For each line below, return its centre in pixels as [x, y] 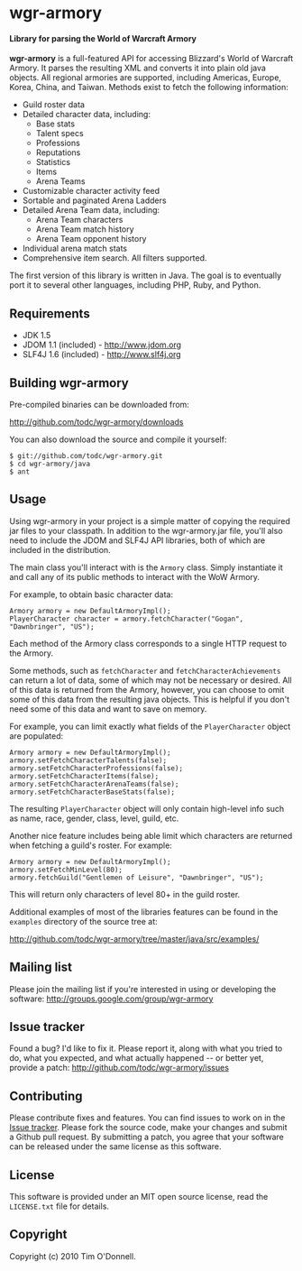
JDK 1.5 [37, 336]
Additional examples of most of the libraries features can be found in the [144, 912]
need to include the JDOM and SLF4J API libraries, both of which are [137, 540]
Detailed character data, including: [87, 115]
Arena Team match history [85, 229]
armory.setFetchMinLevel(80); [66, 870]
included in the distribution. [60, 549]
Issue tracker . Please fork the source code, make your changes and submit [148, 1128]
